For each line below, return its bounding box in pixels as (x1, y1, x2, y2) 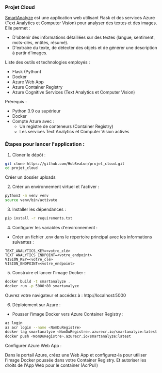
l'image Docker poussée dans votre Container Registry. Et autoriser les (5, 357, 146, 363)
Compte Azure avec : (12, 118, 54, 124)
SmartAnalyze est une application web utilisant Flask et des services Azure (5, 15, 155, 21)
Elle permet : (5, 25, 31, 31)
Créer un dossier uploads (5, 174, 56, 180)
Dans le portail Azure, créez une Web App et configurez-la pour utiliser (5, 352, 147, 358)
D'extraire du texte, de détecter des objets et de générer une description (12, 45, 158, 51)
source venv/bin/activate (5, 198, 57, 202)
